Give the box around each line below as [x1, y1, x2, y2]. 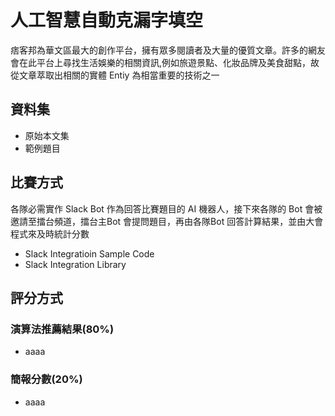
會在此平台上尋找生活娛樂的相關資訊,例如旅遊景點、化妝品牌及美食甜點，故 [10, 56, 320, 68]
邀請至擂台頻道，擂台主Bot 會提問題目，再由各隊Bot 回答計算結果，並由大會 [10, 215, 324, 227]
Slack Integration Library [24, 258, 127, 270]
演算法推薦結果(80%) [10, 322, 115, 336]
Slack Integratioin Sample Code [24, 247, 155, 260]
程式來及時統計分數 [10, 227, 90, 240]
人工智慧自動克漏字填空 [10, 9, 204, 32]
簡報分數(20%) [10, 372, 83, 386]
